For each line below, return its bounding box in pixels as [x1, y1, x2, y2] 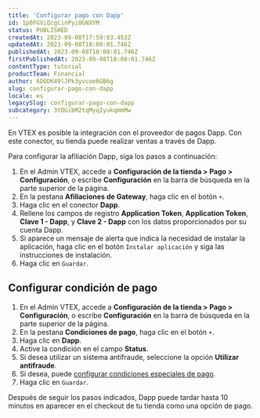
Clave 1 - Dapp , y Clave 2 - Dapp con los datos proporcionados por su [19, 217, 247, 226]
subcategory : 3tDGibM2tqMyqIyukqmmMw [8, 107, 132, 115]
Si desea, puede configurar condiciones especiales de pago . [19, 368, 216, 378]
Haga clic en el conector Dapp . [19, 200, 120, 209]
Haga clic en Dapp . [19, 335, 82, 345]
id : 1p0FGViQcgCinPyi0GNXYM [8, 19, 100, 27]
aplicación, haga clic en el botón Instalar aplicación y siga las [19, 242, 225, 251]
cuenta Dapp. [19, 225, 64, 234]
